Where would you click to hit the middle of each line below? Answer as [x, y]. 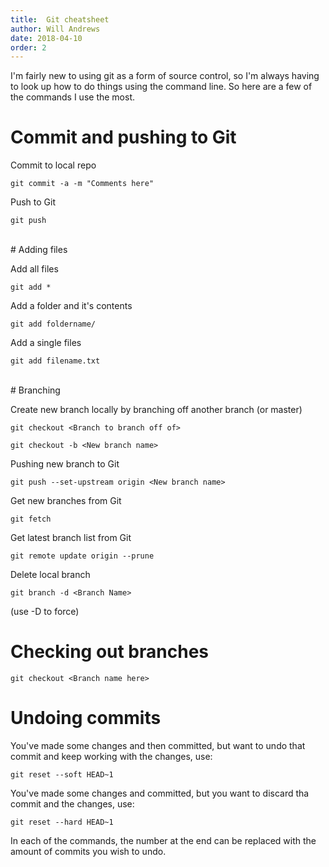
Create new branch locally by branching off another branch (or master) [156, 410]
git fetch [31, 519]
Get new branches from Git [66, 501]
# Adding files [39, 250]
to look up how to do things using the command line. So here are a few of [161, 87]
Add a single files [46, 343]
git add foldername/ [53, 324]
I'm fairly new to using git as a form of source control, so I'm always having [165, 76]
